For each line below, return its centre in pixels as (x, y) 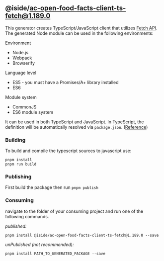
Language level (21, 73)
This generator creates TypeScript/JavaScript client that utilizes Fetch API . (81, 28)
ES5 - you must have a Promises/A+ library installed (65, 82)
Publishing (18, 177)
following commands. (27, 216)
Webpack (22, 58)
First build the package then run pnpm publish (52, 187)
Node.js (20, 52)
